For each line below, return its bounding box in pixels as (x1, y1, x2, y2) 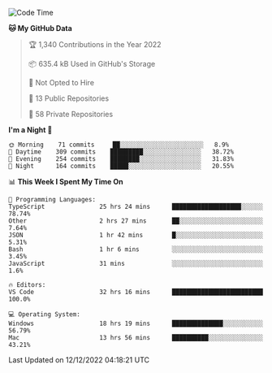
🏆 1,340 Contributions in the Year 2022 (28, 40, 162, 49)
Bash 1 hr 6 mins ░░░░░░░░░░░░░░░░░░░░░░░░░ (8, 245, 264, 254)
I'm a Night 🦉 (8, 125, 53, 134)
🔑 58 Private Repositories (28, 110, 114, 119)
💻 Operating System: (8, 310, 81, 319)
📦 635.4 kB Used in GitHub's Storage (28, 59, 156, 68)
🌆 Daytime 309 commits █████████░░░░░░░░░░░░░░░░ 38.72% (8, 148, 234, 156)
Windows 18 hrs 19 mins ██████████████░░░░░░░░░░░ (8, 319, 264, 327)
